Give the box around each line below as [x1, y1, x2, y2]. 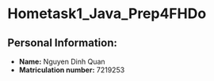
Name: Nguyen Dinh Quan [18, 57, 105, 66]
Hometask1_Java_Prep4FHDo [7, 5, 207, 23]
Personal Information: [7, 36, 118, 50]
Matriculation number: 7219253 [18, 65, 125, 75]
